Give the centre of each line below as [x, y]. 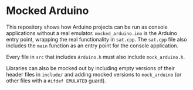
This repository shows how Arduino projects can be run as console [87, 27]
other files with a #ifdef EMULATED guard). [56, 81]
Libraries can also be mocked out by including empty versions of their [90, 68]
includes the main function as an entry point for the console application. [92, 46]
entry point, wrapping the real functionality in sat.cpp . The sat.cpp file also [97, 39]
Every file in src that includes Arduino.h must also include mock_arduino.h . [96, 57]
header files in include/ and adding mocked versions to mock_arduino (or [94, 74]
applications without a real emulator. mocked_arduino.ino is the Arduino [92, 33]
